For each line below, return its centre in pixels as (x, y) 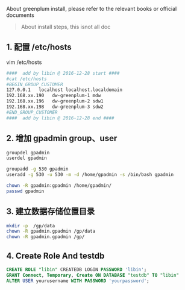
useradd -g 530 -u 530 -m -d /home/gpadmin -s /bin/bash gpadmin (90, 175)
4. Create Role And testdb (55, 256)
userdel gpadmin (27, 158)
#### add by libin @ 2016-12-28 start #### (63, 73)
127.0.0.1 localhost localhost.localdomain (64, 90)
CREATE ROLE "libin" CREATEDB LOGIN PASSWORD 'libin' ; (77, 270)
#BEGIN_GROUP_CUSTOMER (35, 84)
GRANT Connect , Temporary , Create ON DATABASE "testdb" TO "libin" (93, 275)
